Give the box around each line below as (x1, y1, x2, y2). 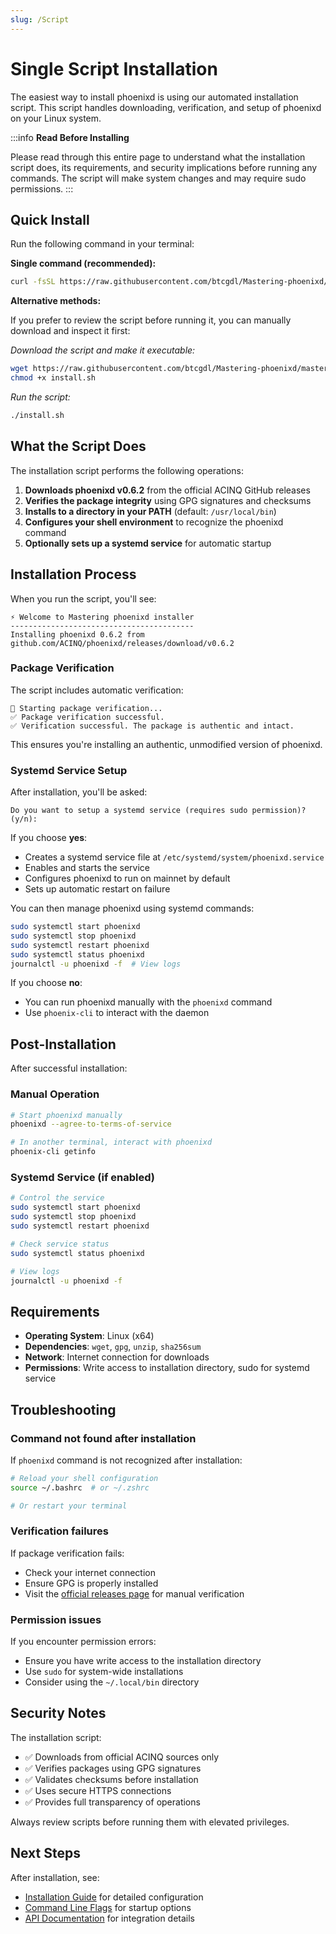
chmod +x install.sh (10, 373, 97, 383)
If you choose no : (10, 977, 83, 989)
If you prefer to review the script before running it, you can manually (10, 314, 292, 326)
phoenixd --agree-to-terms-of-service (10, 1119, 172, 1130)
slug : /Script (10, 14, 70, 25)
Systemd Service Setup (10, 763, 128, 777)
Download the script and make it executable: (10, 344, 196, 356)
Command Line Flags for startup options (24, 1901, 192, 1913)
